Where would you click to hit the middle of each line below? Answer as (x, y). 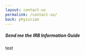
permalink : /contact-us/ (31, 15)
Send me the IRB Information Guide (43, 35)
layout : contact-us (26, 10)
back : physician (22, 19)
